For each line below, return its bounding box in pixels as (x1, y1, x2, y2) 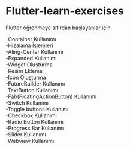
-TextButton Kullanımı (5, 86, 58, 93)
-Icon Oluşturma (5, 74, 46, 81)
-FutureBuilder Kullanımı (5, 80, 65, 87)
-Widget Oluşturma (5, 61, 53, 68)
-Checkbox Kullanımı (5, 112, 58, 119)
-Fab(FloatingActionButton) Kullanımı (5, 93, 97, 100)
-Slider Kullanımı (5, 130, 46, 138)
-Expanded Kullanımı (5, 54, 57, 62)
